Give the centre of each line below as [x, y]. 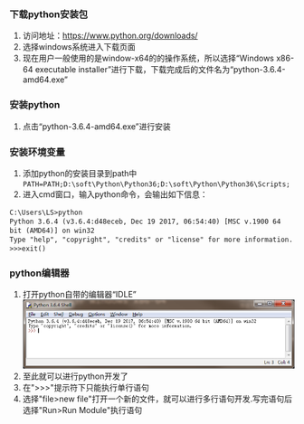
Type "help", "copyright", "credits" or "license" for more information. [152, 240]
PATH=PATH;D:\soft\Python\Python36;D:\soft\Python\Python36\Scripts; [157, 184]
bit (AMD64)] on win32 [52, 231]
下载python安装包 [49, 14]
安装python [35, 105]
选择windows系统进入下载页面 [79, 47]
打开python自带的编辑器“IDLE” [80, 295]
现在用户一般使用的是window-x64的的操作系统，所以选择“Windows [148, 58]
